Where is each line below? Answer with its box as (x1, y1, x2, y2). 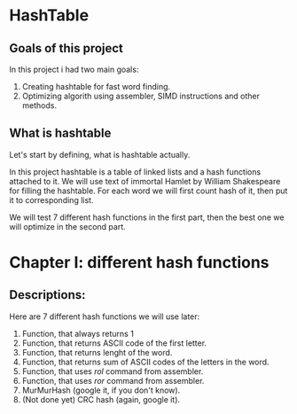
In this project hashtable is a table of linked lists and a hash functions (9, 166, 262, 177)
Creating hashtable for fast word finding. (21, 82, 171, 91)
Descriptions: (9, 287, 86, 302)
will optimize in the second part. (9, 221, 126, 231)
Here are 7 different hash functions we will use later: (9, 311, 200, 322)
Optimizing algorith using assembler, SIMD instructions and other (21, 90, 260, 101)
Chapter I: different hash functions (9, 253, 270, 272)
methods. (21, 100, 58, 111)
